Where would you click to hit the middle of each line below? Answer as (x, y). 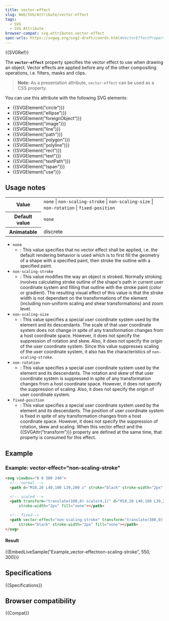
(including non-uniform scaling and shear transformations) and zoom (92, 304)
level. (26, 309)
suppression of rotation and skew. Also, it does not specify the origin (91, 341)
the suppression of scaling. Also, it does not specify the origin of (87, 389)
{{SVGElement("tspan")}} (39, 166)
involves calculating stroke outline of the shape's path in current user (92, 282)
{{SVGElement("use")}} (37, 172)
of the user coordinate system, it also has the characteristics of (86, 352)
